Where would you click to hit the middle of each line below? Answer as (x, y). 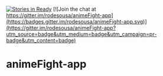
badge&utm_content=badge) (41, 40)
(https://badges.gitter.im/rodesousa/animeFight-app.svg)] (76, 22)
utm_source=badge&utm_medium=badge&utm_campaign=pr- (81, 34)
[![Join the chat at (74, 9)
